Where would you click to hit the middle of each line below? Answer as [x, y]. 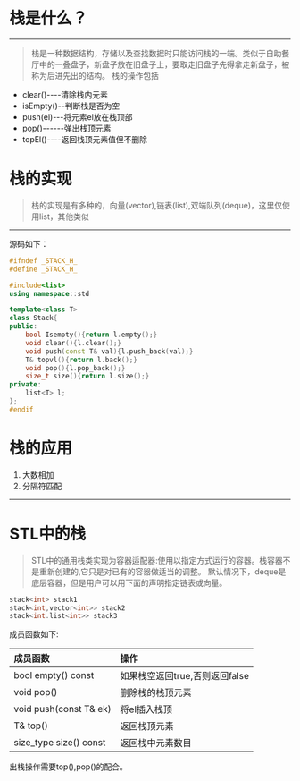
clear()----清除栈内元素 [65, 94]
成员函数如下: [34, 634]
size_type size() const [60, 743]
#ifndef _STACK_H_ [43, 260]
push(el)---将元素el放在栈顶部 [77, 116]
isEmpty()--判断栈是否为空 [71, 106]
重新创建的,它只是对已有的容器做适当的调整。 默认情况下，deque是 [162, 571]
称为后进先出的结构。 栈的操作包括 [95, 75]
